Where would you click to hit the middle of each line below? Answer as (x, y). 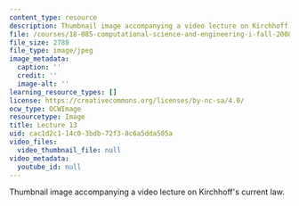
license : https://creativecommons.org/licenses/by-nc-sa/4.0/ (127, 100)
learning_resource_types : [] (63, 92)
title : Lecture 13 (43, 126)
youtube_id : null (49, 167)
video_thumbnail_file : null (69, 150)
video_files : (33, 142)
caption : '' (40, 68)
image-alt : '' (43, 84)
